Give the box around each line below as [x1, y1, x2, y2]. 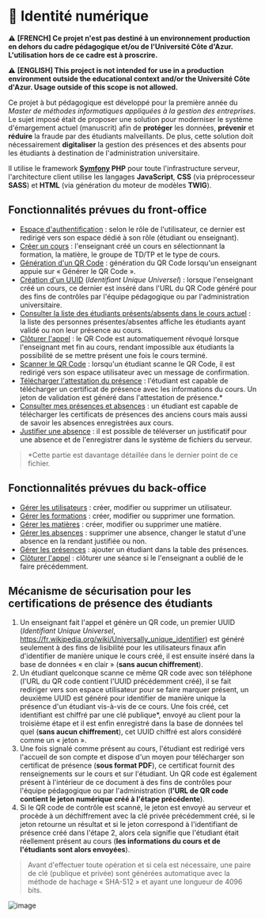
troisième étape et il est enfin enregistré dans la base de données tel [19, 718, 244, 728]
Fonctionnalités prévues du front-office [8, 204, 207, 217]
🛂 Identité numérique [8, 7, 149, 25]
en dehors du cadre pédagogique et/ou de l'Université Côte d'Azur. [8, 41, 233, 51]
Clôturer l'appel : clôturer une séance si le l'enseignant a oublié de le [19, 553, 244, 562]
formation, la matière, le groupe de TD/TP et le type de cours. [19, 249, 221, 259]
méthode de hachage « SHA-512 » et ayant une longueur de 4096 [27, 877, 243, 886]
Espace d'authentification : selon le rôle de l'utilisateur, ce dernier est [19, 224, 245, 234]
